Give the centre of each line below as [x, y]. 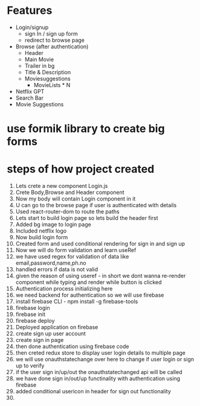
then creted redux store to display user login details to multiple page [101, 353]
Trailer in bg [40, 66]
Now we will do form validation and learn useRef [76, 250]
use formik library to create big [86, 129]
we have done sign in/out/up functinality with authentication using [98, 379]
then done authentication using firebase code [72, 346]
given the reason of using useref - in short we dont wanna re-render [101, 276]
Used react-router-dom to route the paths [67, 211]
